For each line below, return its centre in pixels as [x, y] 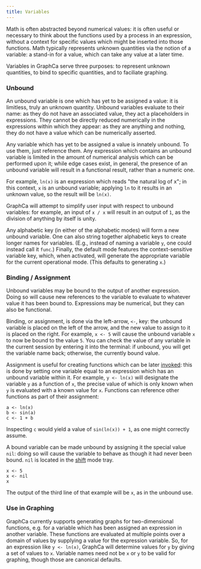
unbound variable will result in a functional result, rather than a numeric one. [100, 170]
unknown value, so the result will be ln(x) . [59, 194]
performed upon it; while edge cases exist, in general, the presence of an [97, 163]
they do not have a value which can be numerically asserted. [81, 133]
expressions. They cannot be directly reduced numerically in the [86, 120]
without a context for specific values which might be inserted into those [95, 41]
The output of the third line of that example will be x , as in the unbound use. [100, 493]
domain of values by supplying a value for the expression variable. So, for [97, 540]
